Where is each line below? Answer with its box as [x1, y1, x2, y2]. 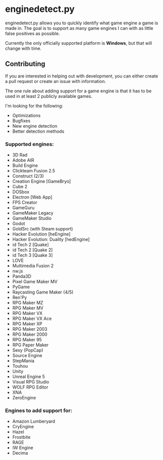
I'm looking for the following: [5, 103, 63, 109]
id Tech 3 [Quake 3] [12, 252, 53, 258]
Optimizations [12, 112, 41, 118]
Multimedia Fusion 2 [12, 263, 54, 269]
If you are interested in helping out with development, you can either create [5, 73, 158, 79]
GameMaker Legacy [12, 210, 53, 216]
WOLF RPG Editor [12, 384, 48, 390]
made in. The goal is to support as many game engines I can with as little [5, 25, 154, 31]
